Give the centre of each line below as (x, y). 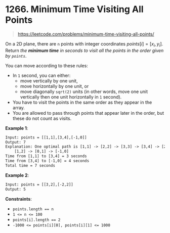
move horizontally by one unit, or (54, 86)
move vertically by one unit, (49, 81)
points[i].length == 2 (36, 220)
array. (19, 108)
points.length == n (33, 209)
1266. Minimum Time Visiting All (74, 9)
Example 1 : (17, 128)
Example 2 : (17, 175)
